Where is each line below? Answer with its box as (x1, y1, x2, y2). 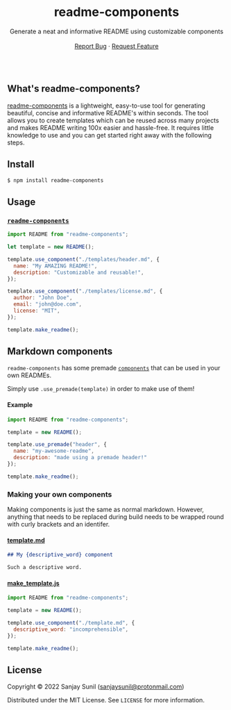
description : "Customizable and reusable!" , (13, 269, 144, 276)
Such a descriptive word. (7, 564, 82, 571)
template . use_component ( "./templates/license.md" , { (7, 288, 163, 295)
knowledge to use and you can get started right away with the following (7, 131, 212, 139)
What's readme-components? (7, 83, 141, 94)
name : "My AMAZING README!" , (13, 262, 98, 270)
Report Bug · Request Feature (74, 42, 159, 50)
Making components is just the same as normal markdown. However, (7, 505, 205, 514)
